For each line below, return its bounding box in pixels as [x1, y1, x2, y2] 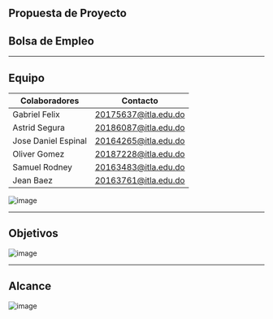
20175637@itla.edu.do [94, 109, 185, 120]
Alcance [8, 279, 52, 293]
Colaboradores [19, 95, 80, 106]
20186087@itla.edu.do [94, 122, 185, 133]
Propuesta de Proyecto [8, 6, 128, 20]
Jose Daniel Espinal [12, 136, 88, 147]
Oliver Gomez [12, 149, 65, 160]
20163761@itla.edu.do [94, 175, 185, 186]
